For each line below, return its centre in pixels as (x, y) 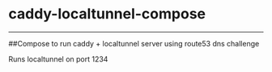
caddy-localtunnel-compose (107, 14)
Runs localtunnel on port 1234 (58, 59)
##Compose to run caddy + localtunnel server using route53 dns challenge (134, 43)
